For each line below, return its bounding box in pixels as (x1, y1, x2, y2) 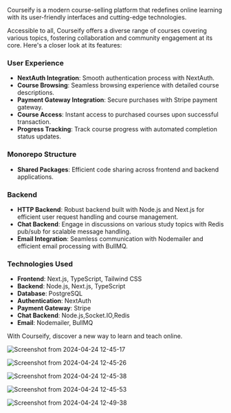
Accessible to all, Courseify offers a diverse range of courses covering (7, 27, 208, 34)
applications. (16, 172, 54, 181)
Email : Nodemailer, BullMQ (16, 319, 93, 327)
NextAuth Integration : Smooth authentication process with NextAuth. (16, 74, 215, 82)
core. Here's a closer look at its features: (7, 41, 122, 49)
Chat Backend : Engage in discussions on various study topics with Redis (16, 220, 224, 228)
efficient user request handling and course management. (16, 213, 179, 221)
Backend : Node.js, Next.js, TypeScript (16, 282, 126, 290)
